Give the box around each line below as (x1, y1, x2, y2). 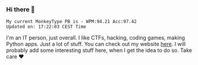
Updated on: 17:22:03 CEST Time (6, 24, 86, 30)
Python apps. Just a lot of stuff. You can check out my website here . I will (6, 41, 186, 48)
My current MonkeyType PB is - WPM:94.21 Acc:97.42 (6, 19, 137, 25)
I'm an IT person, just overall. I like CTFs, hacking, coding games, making (6, 34, 186, 41)
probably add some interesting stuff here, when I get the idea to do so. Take (6, 47, 192, 54)
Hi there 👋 (6, 5, 36, 14)
